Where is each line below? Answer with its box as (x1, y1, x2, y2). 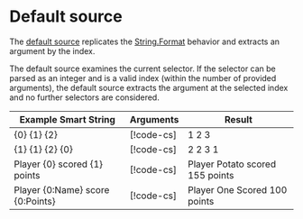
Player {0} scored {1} (14, 158, 104, 170)
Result (224, 113, 252, 125)
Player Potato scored (188, 158, 277, 170)
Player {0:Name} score (14, 183, 110, 196)
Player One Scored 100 (188, 183, 288, 196)
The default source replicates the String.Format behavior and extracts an (9, 36, 280, 47)
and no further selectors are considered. (9, 92, 160, 103)
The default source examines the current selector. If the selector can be (9, 63, 277, 74)
